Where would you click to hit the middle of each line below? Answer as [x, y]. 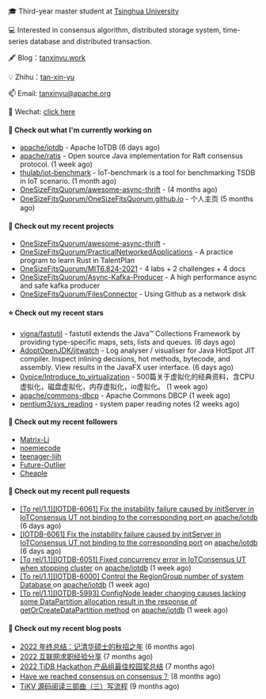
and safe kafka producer [60, 286]
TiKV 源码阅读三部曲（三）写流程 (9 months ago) [99, 686]
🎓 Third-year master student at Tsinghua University [94, 11]
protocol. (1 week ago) [56, 164]
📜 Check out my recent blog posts [65, 628]
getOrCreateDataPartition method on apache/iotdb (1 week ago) [124, 610]
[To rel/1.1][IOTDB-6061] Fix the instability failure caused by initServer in [137, 509]
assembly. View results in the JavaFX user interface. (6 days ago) [127, 367]
